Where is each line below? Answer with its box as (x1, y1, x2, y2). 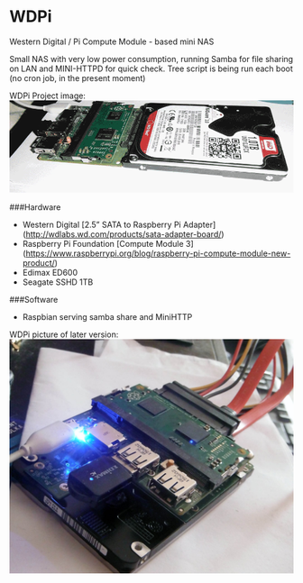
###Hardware (9, 201, 61, 213)
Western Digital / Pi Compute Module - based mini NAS (9, 36, 215, 47)
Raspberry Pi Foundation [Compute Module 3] (22, 238, 194, 249)
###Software (9, 294, 59, 305)
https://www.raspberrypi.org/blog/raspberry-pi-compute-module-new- (25, 248, 291, 259)
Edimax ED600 (22, 267, 78, 278)
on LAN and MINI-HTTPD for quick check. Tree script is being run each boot (9, 63, 293, 74)
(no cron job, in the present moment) (9, 72, 146, 83)
